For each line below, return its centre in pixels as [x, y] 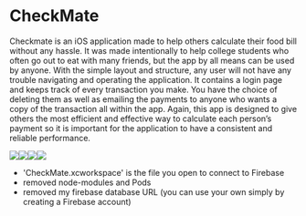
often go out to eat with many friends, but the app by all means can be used [152, 60]
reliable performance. [50, 138]
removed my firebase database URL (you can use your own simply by [153, 191]
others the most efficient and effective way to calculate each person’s [141, 118]
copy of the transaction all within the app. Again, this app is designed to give [153, 108]
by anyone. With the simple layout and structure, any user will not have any [151, 70]
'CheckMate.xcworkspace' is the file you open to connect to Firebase [153, 172]
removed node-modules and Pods [87, 182]
